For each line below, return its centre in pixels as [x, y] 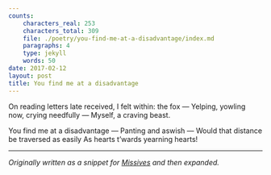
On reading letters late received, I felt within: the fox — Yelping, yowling [127, 106]
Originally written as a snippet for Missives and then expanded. [114, 162]
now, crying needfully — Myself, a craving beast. [90, 115]
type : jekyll [45, 53]
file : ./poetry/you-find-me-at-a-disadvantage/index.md [119, 38]
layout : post [30, 76]
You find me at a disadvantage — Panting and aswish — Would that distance [135, 131]
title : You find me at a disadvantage [73, 83]
